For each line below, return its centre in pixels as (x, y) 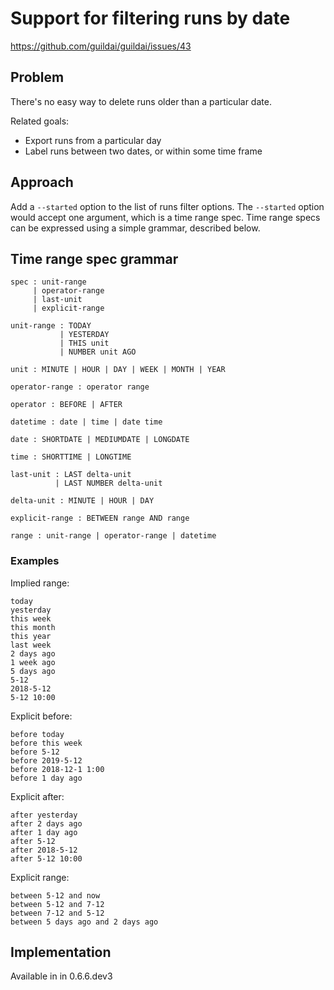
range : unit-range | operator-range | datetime (113, 536)
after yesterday (44, 815)
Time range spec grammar (94, 258)
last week (31, 645)
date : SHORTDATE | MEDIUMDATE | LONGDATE (100, 440)
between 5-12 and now (55, 895)
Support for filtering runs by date (150, 18)
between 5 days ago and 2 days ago (84, 922)
